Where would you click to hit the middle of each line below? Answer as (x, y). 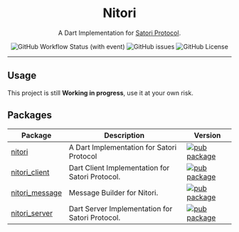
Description (124, 135)
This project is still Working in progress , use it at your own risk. (101, 93)
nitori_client (30, 172)
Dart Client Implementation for (119, 167)
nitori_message (37, 192)
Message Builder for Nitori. (113, 192)
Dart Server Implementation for (121, 209)
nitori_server (32, 213)
